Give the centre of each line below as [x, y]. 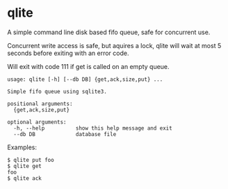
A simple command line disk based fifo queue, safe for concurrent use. [109, 32]
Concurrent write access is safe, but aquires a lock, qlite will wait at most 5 [114, 45]
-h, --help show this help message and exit [93, 128]
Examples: [22, 147]
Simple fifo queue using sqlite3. [57, 91]
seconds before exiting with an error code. [68, 53]
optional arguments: [37, 122]
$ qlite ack [24, 178]
